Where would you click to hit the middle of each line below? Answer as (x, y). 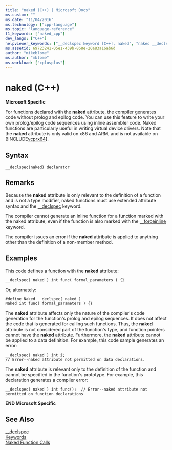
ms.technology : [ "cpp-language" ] (41, 24)
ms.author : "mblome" (27, 58)
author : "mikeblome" (27, 53)
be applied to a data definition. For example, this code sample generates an (85, 340)
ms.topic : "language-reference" (40, 29)
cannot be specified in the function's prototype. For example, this (74, 374)
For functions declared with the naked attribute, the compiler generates (81, 112)
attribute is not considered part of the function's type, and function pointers (85, 329)
